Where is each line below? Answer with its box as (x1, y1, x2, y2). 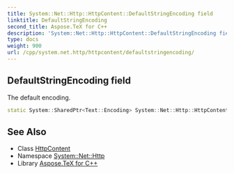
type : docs (7, 36, 39, 43)
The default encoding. (7, 93, 71, 102)
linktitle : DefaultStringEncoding (7, 17, 108, 24)
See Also (7, 126, 47, 138)
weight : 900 (7, 42, 42, 49)
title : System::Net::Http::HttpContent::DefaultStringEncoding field (7, 10, 214, 17)
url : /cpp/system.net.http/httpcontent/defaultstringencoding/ (7, 49, 195, 56)
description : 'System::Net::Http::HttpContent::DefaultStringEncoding (7, 29, 217, 37)
